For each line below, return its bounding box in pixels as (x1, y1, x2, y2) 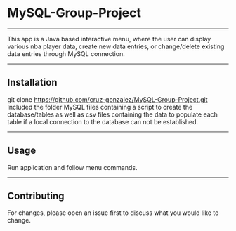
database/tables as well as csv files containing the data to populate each (7, 110, 218, 119)
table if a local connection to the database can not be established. (7, 117, 199, 126)
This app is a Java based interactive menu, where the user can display (7, 34, 211, 43)
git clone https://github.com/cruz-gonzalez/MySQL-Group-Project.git (7, 95, 208, 103)
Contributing (7, 190, 65, 202)
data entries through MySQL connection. (7, 49, 125, 58)
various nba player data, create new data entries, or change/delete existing (7, 42, 225, 51)
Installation (7, 77, 58, 88)
